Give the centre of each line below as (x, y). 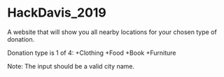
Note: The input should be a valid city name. (71, 66)
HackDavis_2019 (57, 13)
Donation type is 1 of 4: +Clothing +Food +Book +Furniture (92, 53)
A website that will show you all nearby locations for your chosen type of (112, 32)
